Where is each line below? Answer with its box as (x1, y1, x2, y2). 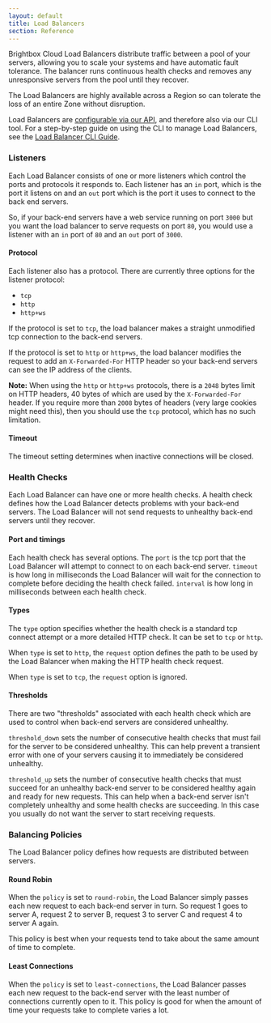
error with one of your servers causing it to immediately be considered (8, 750, 244, 760)
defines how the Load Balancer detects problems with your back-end (8, 499, 239, 509)
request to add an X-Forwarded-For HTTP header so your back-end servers (8, 356, 258, 365)
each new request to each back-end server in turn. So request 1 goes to (8, 901, 248, 911)
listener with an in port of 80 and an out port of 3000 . (8, 229, 184, 239)
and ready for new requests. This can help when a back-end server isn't (8, 791, 249, 801)
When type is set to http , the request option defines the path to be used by (8, 647, 259, 657)
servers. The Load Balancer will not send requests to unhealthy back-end (8, 507, 253, 517)
